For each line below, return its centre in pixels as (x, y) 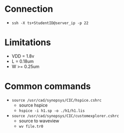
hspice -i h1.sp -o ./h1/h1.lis (52, 111)
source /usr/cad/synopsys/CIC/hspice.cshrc (57, 100)
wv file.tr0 (31, 126)
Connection (29, 9)
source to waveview (39, 121)
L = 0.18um (23, 61)
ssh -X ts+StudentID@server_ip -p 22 (50, 23)
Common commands (48, 86)
